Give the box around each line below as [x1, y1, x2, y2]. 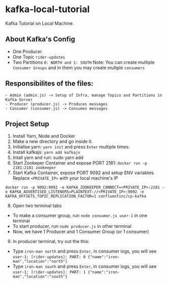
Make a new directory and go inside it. [12, 138, 93, 145]
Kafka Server [5, 97, 33, 102]
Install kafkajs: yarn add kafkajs [12, 149, 81, 155]
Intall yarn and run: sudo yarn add [12, 154, 84, 160]
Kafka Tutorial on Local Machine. [5, 20, 74, 26]
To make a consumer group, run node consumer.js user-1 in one [12, 213, 148, 219]
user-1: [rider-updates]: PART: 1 [12, 270, 86, 275]
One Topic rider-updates [12, 54, 65, 60]
